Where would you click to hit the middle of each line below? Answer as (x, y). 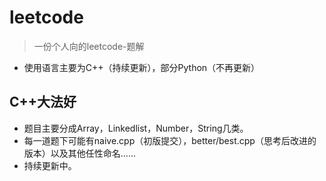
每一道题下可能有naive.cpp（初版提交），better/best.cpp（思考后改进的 (170, 140)
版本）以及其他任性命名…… (79, 153)
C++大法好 (43, 102)
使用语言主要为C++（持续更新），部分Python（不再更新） (142, 67)
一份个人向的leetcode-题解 (89, 46)
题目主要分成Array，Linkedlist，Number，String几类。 (136, 128)
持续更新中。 (50, 165)
